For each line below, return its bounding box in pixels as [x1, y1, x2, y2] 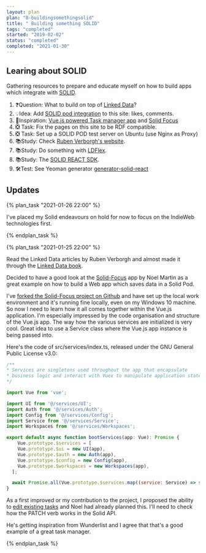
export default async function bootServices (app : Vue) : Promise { [6, 435, 180, 441]
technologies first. [6, 219, 52, 227]
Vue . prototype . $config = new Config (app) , [17, 457, 128, 463]
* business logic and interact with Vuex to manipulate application [6, 373, 185, 379]
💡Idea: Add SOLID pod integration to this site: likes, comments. [15, 110, 174, 117]
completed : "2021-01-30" [6, 44, 70, 50]
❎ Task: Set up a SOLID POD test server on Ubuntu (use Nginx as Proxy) [15, 130, 198, 137]
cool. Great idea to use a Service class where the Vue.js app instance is [6, 324, 188, 332]
